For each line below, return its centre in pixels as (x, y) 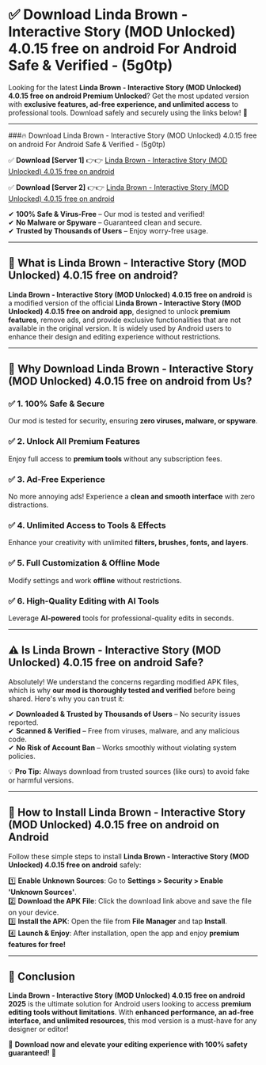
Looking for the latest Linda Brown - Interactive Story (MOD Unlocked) (125, 87)
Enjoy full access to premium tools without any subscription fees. (116, 459)
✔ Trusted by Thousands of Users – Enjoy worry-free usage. (108, 230)
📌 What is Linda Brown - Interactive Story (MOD (127, 263)
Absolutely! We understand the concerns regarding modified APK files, (123, 681)
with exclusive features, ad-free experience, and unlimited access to (123, 104)
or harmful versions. (41, 780)
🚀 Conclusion (42, 976)
